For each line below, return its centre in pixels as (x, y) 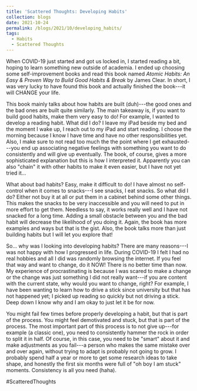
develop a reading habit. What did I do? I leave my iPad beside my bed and (96, 123)
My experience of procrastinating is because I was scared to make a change (98, 271)
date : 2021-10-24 (27, 22)
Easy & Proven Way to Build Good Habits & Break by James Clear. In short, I (98, 80)
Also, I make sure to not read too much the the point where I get (83, 142)
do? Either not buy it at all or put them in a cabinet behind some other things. (99, 197)
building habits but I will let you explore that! (59, 234)
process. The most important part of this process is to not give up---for (93, 326)
